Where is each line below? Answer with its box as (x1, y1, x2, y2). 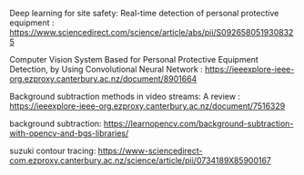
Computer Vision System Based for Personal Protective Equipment (9, 54, 259, 64)
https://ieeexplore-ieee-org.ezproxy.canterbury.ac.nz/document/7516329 (9, 101, 286, 112)
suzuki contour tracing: (9, 145, 96, 156)
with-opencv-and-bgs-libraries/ (9, 128, 129, 139)
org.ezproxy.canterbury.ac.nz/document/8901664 (9, 73, 198, 84)
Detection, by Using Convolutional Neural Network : (9, 63, 203, 74)
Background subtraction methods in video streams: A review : (9, 91, 241, 102)
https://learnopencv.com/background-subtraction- (103, 118, 294, 129)
